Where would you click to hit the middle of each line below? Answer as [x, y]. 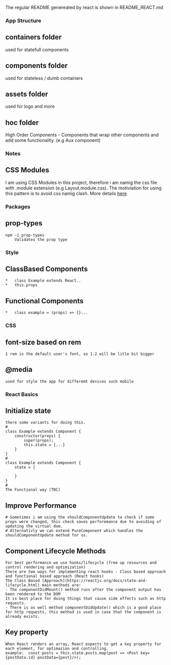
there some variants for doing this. [46, 423]
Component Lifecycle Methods [56, 551]
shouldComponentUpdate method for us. [47, 535]
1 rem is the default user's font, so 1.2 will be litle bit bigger [80, 354]
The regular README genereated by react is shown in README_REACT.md [84, 7]
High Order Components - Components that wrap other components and [82, 135]
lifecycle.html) [23, 585]
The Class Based [23, 581]
